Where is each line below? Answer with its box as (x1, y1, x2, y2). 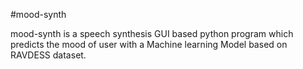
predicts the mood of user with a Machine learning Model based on (10, 39, 288, 50)
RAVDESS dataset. (10, 49, 87, 61)
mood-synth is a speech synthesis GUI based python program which (10, 28, 294, 39)
